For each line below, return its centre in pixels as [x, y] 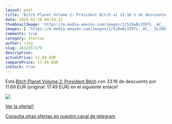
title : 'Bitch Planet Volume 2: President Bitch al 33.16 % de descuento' [87, 15]
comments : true [21, 34]
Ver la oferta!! [20, 106]
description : [19, 53]
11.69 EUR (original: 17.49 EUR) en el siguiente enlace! [62, 87]
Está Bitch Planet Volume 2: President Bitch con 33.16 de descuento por [81, 82]
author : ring [19, 43]
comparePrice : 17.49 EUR [32, 62]
